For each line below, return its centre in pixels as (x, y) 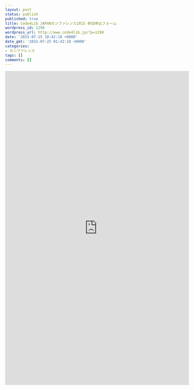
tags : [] (14, 55)
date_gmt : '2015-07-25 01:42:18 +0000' (46, 42)
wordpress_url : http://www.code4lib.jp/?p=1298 (55, 32)
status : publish (22, 14)
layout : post (18, 10)
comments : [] (18, 60)
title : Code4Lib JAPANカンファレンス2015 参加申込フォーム (61, 23)
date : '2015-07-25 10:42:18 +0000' (41, 37)
